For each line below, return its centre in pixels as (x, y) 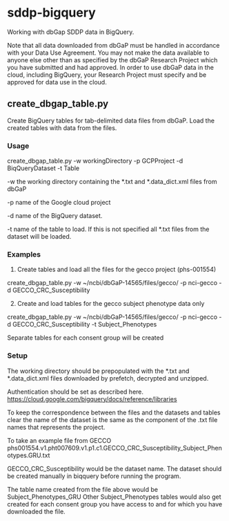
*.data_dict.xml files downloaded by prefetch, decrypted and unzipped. (108, 378)
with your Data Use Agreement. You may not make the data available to (108, 53)
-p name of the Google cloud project (59, 203)
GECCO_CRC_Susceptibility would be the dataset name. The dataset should (114, 468)
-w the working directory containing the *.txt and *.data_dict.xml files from (112, 182)
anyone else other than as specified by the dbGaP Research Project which (112, 60)
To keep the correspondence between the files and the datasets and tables (114, 412)
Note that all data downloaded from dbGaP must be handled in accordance (113, 45)
